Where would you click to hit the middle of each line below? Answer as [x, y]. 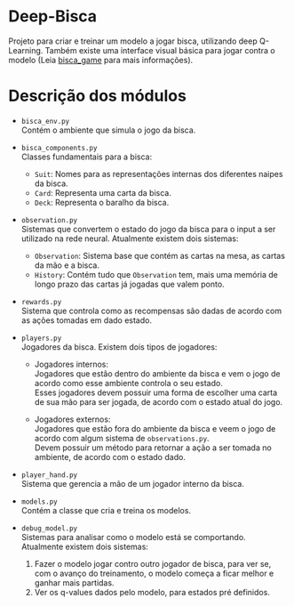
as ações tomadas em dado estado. [87, 320]
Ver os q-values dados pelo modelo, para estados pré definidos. [152, 592]
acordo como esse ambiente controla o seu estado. [128, 383]
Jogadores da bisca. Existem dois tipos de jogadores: [119, 347]
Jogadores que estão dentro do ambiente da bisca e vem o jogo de [157, 373]
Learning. [26, 50]
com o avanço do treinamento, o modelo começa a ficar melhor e [154, 573]
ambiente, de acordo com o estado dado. [110, 457]
